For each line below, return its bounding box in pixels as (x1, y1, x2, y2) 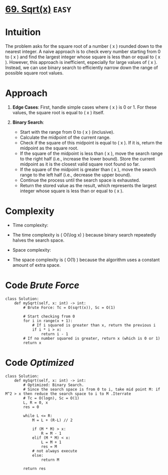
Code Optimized (5, 357, 74, 368)
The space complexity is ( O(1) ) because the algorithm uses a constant (12, 257, 160, 263)
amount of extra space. (12, 262, 61, 268)
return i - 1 (41, 331, 69, 337)
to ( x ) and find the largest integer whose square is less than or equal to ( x (5, 54, 160, 60)
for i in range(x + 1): (23, 318, 73, 323)
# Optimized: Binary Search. (23, 382, 84, 387)
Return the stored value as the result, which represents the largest (20, 183, 157, 189)
